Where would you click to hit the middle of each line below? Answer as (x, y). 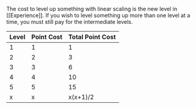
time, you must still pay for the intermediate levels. (70, 22)
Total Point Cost (92, 37)
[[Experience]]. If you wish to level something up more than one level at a (98, 15)
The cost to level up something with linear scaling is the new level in (92, 9)
